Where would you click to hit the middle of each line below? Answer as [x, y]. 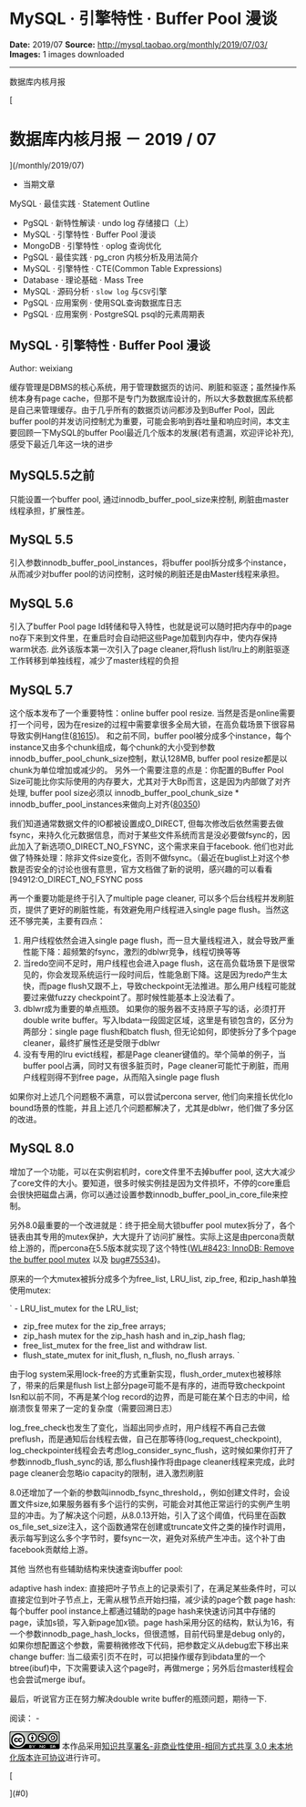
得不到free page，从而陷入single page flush [137, 1077]
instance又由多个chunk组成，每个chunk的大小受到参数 [112, 747]
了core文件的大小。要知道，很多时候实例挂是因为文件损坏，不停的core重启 [150, 1182]
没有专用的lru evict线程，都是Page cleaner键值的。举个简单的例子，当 [154, 1054]
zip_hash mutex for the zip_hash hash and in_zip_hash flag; [134, 1336]
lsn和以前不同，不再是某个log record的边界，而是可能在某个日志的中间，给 [150, 1397]
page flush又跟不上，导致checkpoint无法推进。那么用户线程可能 [168, 986]
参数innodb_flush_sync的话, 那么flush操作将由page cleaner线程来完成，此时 [153, 1461]
